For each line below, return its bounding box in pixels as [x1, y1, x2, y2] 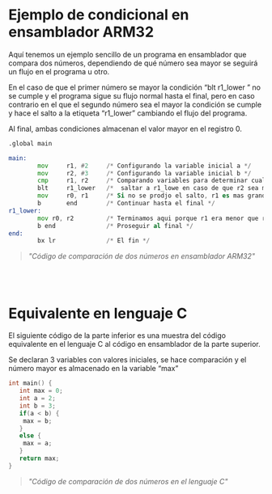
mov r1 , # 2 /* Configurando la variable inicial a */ [37, 162, 252, 170]
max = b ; [23, 416, 53, 425]
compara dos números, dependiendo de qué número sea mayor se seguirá [8, 58, 258, 68]
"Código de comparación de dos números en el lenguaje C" [28, 476, 228, 486]
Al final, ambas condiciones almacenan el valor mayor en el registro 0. [8, 124, 243, 133]
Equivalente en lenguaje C [8, 304, 188, 323]
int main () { [8, 379, 53, 387]
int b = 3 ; [19, 402, 57, 410]
